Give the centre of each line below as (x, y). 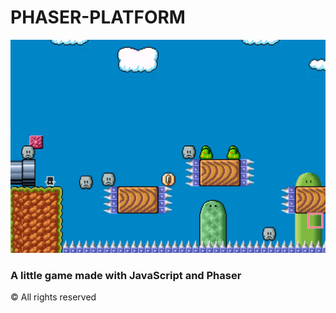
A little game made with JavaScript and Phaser (126, 275)
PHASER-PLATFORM (98, 17)
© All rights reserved (53, 297)
